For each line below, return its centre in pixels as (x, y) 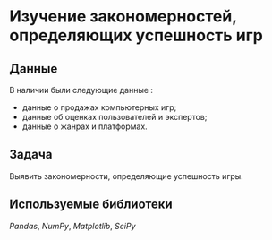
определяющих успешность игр (136, 35)
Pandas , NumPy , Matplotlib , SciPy (72, 226)
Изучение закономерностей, (123, 17)
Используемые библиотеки (91, 205)
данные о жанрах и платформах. (85, 126)
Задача (31, 154)
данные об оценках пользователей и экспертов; (115, 117)
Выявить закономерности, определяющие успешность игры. (126, 176)
